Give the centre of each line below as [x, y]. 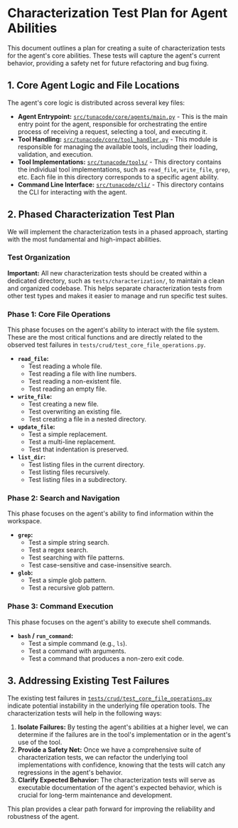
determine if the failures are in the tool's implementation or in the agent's [124, 734]
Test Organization [39, 258]
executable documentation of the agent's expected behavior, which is [120, 787]
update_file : [36, 427]
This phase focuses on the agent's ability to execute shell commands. [109, 622]
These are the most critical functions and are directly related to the [105, 337]
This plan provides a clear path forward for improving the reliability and [111, 809]
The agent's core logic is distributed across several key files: [96, 103]
